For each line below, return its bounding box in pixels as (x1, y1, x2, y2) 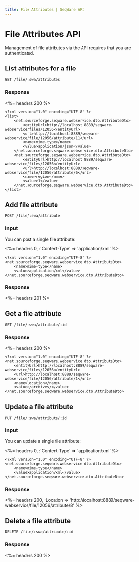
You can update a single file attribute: (5, 438, 81, 444)
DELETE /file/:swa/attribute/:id (5, 529, 74, 535)
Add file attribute (5, 201, 58, 209)
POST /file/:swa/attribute (5, 213, 60, 218)
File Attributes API (5, 28, 81, 39)
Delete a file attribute (5, 516, 71, 525)
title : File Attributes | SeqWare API (5, 7, 84, 12)
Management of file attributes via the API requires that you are (5, 45, 131, 51)
